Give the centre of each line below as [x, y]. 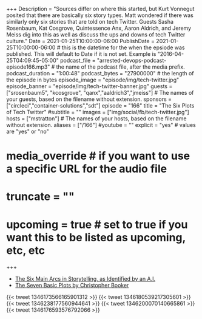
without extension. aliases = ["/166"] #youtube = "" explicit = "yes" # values [101, 125]
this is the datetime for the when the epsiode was [123, 47]
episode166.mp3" [28, 67]
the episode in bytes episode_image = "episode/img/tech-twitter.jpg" [93, 80]
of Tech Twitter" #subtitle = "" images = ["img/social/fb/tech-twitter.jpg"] [98, 112]
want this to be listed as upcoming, [96, 237]
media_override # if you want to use [98, 156]
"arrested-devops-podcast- [132, 60]
